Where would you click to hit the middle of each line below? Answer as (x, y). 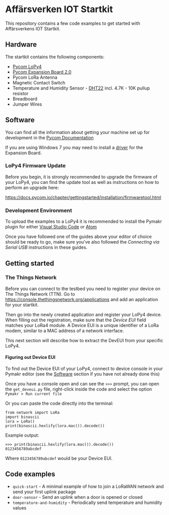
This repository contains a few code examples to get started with (73, 23)
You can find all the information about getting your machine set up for (77, 132)
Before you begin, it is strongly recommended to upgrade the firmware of (81, 177)
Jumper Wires (27, 104)
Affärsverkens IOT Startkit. (33, 28)
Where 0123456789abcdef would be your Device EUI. (59, 458)
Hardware (21, 45)
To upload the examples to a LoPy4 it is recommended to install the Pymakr (84, 221)
